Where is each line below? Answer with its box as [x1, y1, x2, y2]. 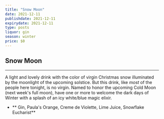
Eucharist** [12, 109, 36, 115]
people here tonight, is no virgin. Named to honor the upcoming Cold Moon [5, 85, 156, 90]
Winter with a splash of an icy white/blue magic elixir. [5, 95, 112, 101]
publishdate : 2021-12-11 [5, 16, 56, 21]
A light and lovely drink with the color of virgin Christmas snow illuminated [5, 74, 154, 80]
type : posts [5, 25, 29, 30]
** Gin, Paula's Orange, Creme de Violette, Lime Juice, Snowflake [12, 104, 144, 110]
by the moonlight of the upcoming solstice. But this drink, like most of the [5, 79, 152, 85]
